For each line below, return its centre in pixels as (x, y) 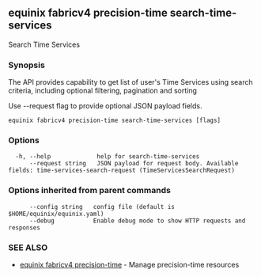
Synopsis (26, 65)
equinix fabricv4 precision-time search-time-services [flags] (115, 121)
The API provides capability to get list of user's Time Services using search (130, 82)
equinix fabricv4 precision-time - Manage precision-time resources (129, 265)
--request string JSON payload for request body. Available (134, 164)
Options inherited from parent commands (90, 191)
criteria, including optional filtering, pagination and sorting (103, 91)
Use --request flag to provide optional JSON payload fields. (105, 106)
